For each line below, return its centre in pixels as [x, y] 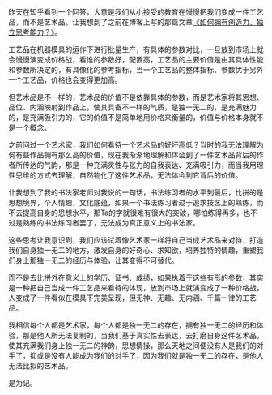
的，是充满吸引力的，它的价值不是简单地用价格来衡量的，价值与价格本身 [129, 117]
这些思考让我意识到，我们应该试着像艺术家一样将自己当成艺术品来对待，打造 [136, 240]
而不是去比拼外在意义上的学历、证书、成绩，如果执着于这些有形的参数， [129, 277]
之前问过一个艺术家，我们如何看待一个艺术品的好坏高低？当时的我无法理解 [132, 145]
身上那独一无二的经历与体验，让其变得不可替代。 [97, 260]
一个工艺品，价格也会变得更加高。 [65, 80]
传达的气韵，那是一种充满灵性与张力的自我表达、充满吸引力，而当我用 [139, 165]
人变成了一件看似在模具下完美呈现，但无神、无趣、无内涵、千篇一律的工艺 [132, 298]
